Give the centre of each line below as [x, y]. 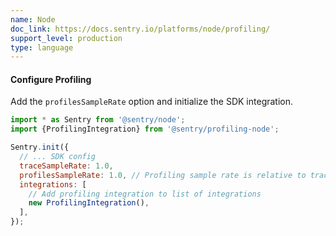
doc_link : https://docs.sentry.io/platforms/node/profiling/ [140, 29]
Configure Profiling [51, 79]
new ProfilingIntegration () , [89, 203]
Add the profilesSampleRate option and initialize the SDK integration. [152, 102]
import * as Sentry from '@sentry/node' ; [98, 120]
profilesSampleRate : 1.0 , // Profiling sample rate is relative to [163, 175]
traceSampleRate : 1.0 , [66, 166]
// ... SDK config [58, 157]
